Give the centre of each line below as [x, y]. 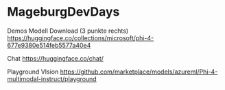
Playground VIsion [33, 72]
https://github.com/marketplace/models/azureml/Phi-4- [139, 72]
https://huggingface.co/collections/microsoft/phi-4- [81, 37]
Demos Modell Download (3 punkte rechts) [68, 31]
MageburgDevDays [63, 12]
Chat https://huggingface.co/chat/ [56, 58]
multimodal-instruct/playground [52, 78]
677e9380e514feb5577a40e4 [49, 45]
